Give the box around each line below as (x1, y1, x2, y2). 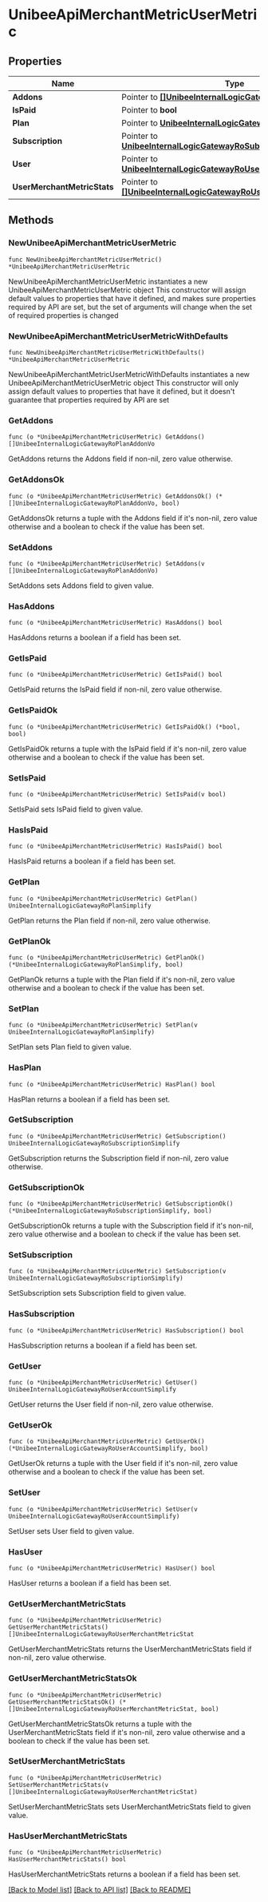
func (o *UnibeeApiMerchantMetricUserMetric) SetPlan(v (8, 1021, 198, 1030)
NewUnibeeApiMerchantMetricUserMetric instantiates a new (8, 276, 208, 286)
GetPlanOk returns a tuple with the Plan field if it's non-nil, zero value (8, 975, 235, 984)
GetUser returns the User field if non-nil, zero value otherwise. (8, 1400, 214, 1409)
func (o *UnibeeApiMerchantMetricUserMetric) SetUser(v (8, 1505, 198, 1513)
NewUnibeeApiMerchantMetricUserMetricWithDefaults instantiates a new (8, 369, 250, 379)
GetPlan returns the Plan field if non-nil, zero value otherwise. (8, 915, 211, 925)
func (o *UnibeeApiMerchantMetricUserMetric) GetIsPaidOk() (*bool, (8, 723, 241, 731)
